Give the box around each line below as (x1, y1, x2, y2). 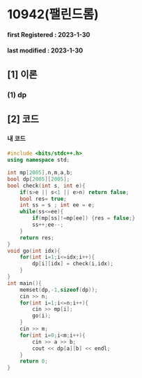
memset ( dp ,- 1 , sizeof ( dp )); (19, 286, 98, 293)
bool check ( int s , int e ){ (7, 182, 86, 189)
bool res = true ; (19, 195, 68, 202)
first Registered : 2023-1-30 (7, 30, 90, 38)
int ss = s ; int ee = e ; (19, 202, 95, 209)
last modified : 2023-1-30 (7, 46, 84, 55)
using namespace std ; (7, 157, 70, 164)
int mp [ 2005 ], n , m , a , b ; (7, 169, 73, 176)
